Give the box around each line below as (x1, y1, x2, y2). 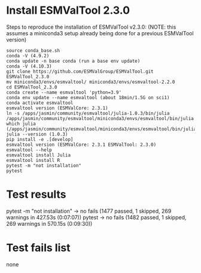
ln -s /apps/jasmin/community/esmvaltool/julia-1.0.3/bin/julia (6, 110, 170, 116)
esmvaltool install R (6, 157, 60, 163)
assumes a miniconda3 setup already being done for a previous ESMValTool (6, 29, 194, 36)
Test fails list (6, 241, 71, 254)
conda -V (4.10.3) (6, 63, 52, 69)
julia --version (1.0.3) (6, 131, 68, 137)
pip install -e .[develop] (6, 136, 74, 142)
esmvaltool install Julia (6, 152, 71, 158)
